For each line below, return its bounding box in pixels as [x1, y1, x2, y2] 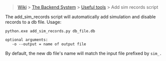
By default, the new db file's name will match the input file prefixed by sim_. [5, 51, 162, 56]
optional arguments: [5, 37, 49, 42]
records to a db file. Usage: [5, 19, 62, 25]
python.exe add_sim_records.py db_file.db [5, 29, 95, 34]
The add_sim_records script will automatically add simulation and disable [5, 14, 156, 19]
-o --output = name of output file [12, 42, 86, 47]
